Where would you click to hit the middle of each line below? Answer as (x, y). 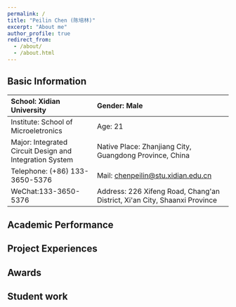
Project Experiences (52, 249)
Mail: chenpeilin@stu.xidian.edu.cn (155, 175)
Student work (38, 297)
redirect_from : (29, 40)
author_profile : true (39, 33)
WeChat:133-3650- (46, 191)
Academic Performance (60, 225)
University (29, 110)
